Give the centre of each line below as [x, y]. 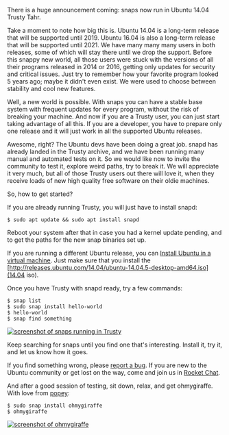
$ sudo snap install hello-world [55, 307]
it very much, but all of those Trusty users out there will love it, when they [111, 173]
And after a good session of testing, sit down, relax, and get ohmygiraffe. [110, 386]
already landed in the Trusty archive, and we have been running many [106, 151]
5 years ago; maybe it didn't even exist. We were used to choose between [111, 81]
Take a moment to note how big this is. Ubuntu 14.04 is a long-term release [113, 30]
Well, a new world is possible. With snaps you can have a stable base [105, 102]
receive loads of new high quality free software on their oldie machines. [108, 181]
